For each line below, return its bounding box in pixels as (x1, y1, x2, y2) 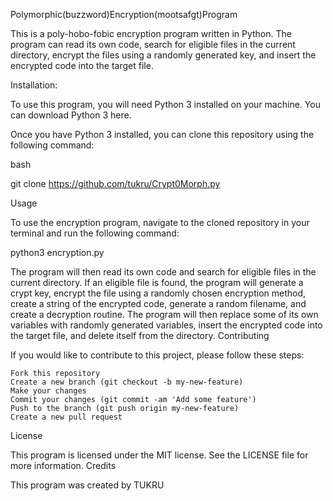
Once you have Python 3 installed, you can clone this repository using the (10, 129, 315, 140)
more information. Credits (10, 460, 117, 471)
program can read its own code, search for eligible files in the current (10, 39, 296, 50)
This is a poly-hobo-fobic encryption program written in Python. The (10, 28, 292, 39)
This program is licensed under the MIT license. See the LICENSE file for (10, 449, 309, 461)
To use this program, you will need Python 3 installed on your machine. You (10, 99, 321, 110)
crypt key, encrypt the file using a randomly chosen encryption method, (10, 287, 307, 299)
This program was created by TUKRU (10, 479, 165, 491)
